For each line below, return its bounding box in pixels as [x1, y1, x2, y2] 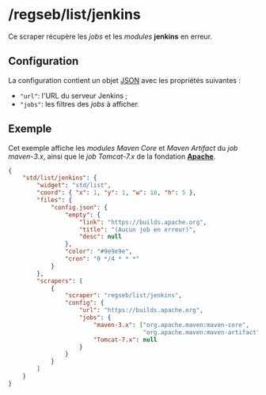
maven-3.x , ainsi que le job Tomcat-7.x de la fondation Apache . [8, 152, 216, 161]
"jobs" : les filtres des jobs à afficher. [19, 99, 140, 108]
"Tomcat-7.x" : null [93, 336, 158, 344]
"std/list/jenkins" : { [22, 174, 97, 182]
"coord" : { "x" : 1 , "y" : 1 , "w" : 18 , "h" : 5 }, [36, 189, 196, 197]
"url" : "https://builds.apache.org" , [78, 307, 203, 314]
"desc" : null [78, 233, 123, 241]
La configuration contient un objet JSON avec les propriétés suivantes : [8, 75, 241, 85]
